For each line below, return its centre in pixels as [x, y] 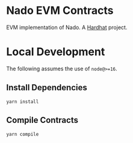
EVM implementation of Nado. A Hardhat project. [67, 27]
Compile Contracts [42, 120]
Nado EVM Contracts [60, 11]
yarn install [23, 101]
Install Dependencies [47, 88]
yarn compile [23, 134]
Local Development [56, 52]
